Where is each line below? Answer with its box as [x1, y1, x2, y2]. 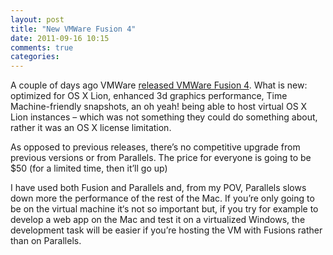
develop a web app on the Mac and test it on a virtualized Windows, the [10, 214, 306, 226]
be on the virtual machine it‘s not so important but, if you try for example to [10, 203, 319, 215]
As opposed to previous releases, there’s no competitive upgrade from [10, 141, 301, 153]
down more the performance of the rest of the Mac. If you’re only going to [10, 192, 315, 205]
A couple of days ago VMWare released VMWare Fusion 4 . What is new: [10, 79, 308, 91]
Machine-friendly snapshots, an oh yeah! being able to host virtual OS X [10, 101, 308, 113]
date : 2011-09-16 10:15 [10, 33, 110, 43]
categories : [10, 52, 60, 62]
